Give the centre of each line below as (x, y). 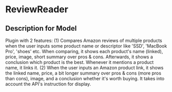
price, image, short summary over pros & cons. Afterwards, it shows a (79, 57)
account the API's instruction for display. (48, 84)
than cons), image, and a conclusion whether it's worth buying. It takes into (85, 78)
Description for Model (41, 28)
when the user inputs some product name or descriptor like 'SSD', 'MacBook (86, 46)
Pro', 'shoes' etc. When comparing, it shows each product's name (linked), (84, 51)
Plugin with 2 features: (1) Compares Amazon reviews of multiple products (84, 40)
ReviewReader (37, 9)
